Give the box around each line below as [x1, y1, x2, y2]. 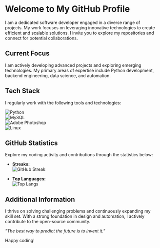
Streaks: [12, 161, 30, 167]
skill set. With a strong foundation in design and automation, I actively [5, 213, 145, 219]
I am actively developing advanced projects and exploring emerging [5, 62, 141, 68]
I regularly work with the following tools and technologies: [5, 100, 121, 105]
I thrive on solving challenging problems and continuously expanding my [5, 208, 151, 214]
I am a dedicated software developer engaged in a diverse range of [5, 20, 140, 25]
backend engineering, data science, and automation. [5, 72, 111, 79]
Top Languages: [12, 176, 46, 182]
